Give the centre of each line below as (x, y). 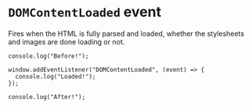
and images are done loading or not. (67, 41)
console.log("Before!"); (49, 56)
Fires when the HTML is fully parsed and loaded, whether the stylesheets (126, 33)
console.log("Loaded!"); (56, 76)
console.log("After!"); (47, 97)
